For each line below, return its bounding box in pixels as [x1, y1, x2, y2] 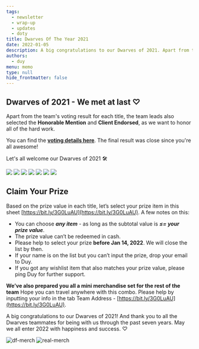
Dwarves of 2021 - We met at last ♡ [6, 97, 141, 107]
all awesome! [6, 143, 38, 150]
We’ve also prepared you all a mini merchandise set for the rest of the [6, 282, 181, 289]
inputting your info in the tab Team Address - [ [6, 294, 120, 302]
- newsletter [11, 14, 44, 20]
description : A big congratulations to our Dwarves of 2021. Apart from [6, 47, 190, 53]
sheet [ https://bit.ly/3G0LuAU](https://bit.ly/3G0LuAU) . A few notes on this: [6, 208, 190, 215]
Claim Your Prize [6, 186, 69, 196]
